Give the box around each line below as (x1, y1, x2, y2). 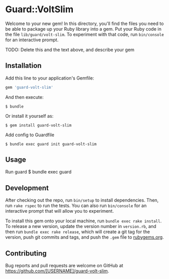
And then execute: (5, 94, 44, 100)
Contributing (5, 249, 47, 258)
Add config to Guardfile (5, 132, 54, 138)
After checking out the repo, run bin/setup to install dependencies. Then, (5, 197, 159, 204)
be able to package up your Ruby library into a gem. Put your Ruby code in (5, 26, 162, 32)
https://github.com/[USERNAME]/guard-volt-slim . (5, 268, 109, 274)
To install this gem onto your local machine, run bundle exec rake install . (5, 218, 162, 224)
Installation (5, 61, 42, 70)
